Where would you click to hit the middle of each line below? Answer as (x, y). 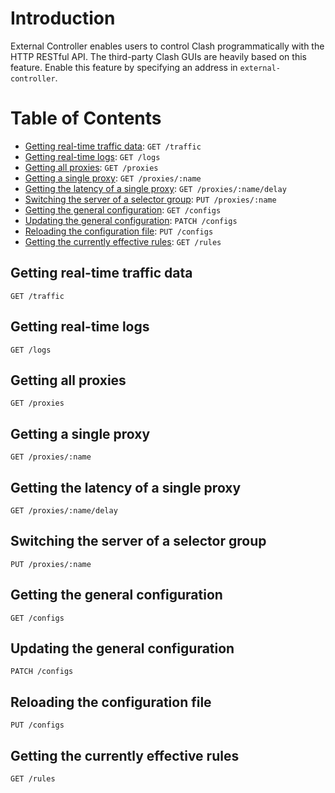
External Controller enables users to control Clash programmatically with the (167, 46)
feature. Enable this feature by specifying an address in (124, 67)
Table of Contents (86, 118)
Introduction (63, 18)
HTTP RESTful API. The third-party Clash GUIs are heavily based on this (158, 56)
